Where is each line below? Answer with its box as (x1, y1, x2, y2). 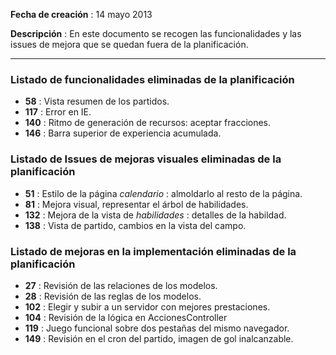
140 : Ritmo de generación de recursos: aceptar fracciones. (24, 117, 272, 129)
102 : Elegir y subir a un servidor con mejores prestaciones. (24, 300, 271, 313)
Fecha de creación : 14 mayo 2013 (10, 9, 153, 20)
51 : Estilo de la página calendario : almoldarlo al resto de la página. (24, 187, 303, 199)
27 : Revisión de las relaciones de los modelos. (24, 279, 218, 291)
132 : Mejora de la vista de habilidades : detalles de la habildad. (24, 209, 287, 221)
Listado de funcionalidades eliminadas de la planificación (10, 72, 295, 86)
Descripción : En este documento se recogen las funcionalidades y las (10, 28, 302, 39)
